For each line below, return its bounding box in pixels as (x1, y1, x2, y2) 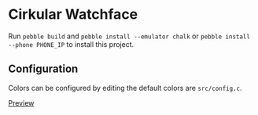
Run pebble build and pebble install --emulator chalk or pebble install (8, 31, 250, 41)
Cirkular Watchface (8, 5, 138, 23)
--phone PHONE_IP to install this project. (8, 39, 135, 49)
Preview (8, 98, 35, 107)
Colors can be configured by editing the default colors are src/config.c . (8, 83, 242, 92)
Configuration (8, 63, 79, 76)
